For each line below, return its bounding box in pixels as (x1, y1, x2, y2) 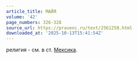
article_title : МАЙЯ (6, 8, 57, 15)
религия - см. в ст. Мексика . (6, 46, 78, 53)
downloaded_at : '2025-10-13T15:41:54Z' (6, 30, 104, 36)
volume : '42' (6, 14, 38, 20)
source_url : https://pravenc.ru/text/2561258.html (6, 25, 133, 31)
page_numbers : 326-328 (6, 19, 62, 25)
